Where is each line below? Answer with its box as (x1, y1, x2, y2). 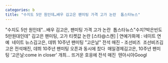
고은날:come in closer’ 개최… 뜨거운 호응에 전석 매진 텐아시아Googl (12, 51, 147, 58)
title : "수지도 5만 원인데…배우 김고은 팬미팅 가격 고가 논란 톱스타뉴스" (5, 12, 140, 17)
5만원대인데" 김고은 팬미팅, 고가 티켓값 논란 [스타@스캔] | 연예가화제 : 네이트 (5, 33, 156, 39)
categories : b (5, 7, 35, 13)
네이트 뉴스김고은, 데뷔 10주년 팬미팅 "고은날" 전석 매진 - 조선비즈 (12, 39, 141, 45)
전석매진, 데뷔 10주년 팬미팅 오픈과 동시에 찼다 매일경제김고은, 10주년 (14, 45, 151, 51)
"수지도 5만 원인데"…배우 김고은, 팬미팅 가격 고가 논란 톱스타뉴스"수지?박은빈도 (5, 26, 162, 33)
